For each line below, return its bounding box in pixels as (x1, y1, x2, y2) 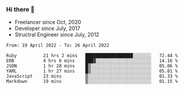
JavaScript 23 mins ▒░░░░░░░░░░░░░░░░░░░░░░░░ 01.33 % (6, 74, 178, 79)
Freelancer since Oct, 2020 (14, 19, 81, 26)
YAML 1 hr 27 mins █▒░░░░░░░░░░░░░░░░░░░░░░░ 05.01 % (6, 68, 178, 74)
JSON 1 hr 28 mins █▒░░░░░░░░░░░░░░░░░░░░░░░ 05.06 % (6, 63, 178, 69)
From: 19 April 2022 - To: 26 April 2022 (6, 42, 110, 49)
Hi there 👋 (6, 5, 35, 14)
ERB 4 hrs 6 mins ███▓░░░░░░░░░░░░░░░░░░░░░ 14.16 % (6, 58, 178, 64)
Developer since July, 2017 (14, 25, 81, 32)
